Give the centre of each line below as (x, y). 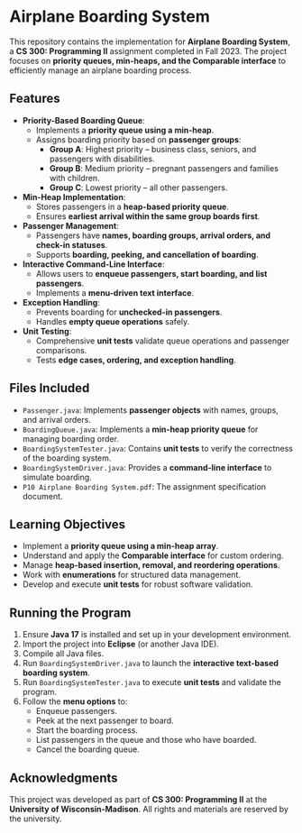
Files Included (50, 388)
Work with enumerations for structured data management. (132, 575)
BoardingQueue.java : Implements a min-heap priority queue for (140, 429)
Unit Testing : (47, 331)
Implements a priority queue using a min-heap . (125, 130)
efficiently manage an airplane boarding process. (101, 70)
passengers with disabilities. (102, 159)
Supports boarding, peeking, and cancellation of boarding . (147, 254)
